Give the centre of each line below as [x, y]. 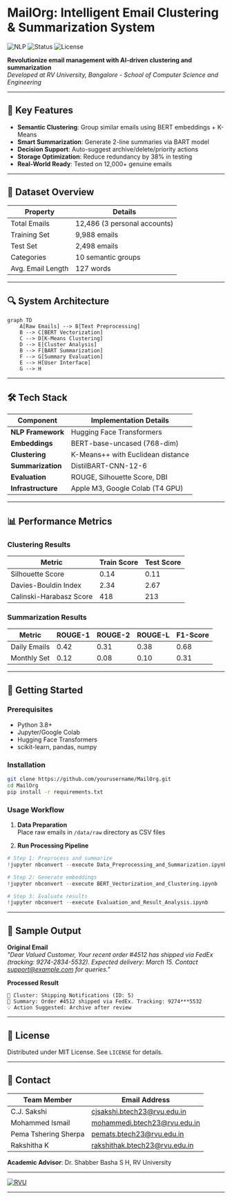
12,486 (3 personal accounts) [125, 223]
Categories [29, 257]
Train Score [119, 562]
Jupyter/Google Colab [49, 732]
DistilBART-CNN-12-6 [109, 466]
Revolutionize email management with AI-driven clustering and [99, 60]
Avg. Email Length [40, 268]
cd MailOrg [23, 786]
